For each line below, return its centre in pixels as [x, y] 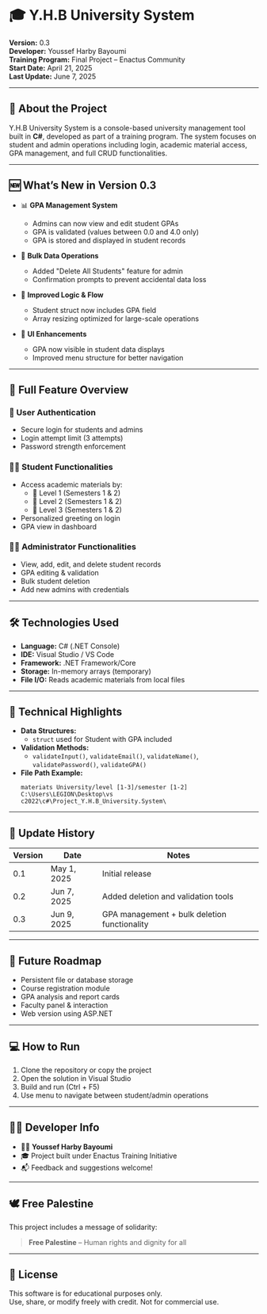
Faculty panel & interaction [64, 1005]
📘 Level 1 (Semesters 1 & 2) [76, 493]
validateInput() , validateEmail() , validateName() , [115, 756]
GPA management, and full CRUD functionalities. [88, 153]
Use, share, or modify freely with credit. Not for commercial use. [114, 1302]
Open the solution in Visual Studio [76, 1078]
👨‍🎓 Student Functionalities [61, 467]
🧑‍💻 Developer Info [54, 1127]
